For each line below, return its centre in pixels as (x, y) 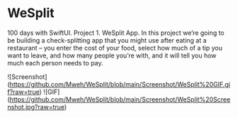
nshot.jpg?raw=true (36, 107)
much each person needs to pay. (56, 63)
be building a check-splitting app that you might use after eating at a (107, 40)
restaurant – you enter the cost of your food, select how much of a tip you (115, 48)
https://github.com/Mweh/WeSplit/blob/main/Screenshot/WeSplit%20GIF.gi (120, 84)
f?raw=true (24, 92)
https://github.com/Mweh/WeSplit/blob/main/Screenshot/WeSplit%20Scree (120, 99)
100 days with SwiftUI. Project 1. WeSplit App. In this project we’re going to (116, 33)
